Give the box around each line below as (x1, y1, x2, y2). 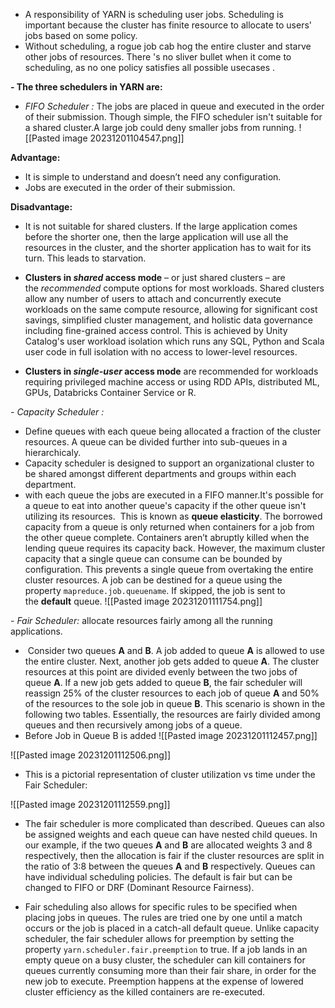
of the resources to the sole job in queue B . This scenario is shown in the (24, 698, 326, 709)
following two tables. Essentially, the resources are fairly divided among (24, 709, 321, 720)
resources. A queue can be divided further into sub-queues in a (24, 436, 288, 448)
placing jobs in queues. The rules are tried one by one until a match (24, 912, 303, 923)
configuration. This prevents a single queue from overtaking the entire (24, 564, 314, 575)
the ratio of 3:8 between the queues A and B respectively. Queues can (24, 860, 316, 872)
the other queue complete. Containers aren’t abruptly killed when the (24, 532, 310, 543)
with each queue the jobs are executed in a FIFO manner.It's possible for (24, 489, 324, 501)
